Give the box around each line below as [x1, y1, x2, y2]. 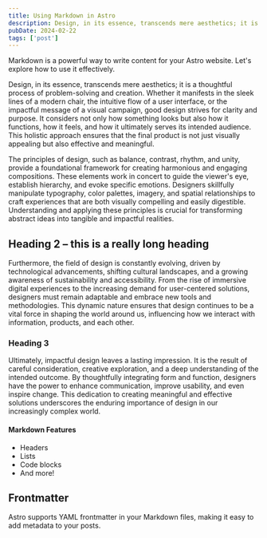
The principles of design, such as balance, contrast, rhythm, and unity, [8, 155, 241, 164]
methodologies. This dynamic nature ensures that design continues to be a [8, 301, 254, 311]
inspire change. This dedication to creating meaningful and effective [8, 390, 233, 399]
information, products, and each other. [8, 318, 135, 327]
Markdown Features [8, 425, 77, 434]
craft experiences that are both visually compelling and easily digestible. [8, 197, 246, 207]
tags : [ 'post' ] [8, 34, 59, 42]
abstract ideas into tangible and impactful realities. [8, 214, 175, 224]
